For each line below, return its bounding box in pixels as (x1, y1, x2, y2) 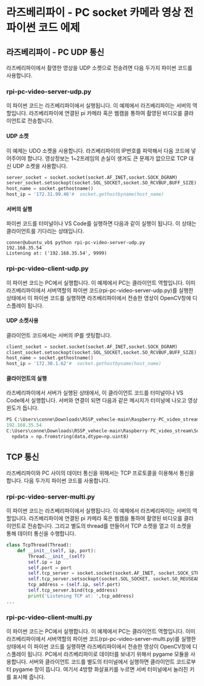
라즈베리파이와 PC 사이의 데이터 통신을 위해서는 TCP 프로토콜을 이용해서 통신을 (6, 469, 194, 477)
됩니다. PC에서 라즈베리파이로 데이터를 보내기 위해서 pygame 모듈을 (27, 650, 189, 657)
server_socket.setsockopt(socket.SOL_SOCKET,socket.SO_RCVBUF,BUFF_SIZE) (6, 180, 197, 186)
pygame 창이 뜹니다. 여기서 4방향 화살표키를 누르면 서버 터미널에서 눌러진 (12, 665, 188, 673)
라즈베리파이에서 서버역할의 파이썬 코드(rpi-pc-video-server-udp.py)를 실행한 (6, 287, 194, 294)
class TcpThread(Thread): (6, 542, 72, 548)
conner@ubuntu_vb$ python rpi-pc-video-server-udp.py (6, 240, 146, 246)
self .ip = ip (28, 559, 61, 565)
